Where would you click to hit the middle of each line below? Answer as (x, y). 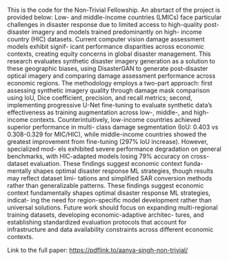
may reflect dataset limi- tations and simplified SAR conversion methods (110, 178)
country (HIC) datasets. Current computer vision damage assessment (106, 39)
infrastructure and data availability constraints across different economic (110, 229)
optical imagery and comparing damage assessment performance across (111, 76)
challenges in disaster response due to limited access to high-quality (105, 24)
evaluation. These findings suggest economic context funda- (117, 164)
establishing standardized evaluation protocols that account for (97, 222)
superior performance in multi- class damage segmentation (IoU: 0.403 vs (113, 127)
